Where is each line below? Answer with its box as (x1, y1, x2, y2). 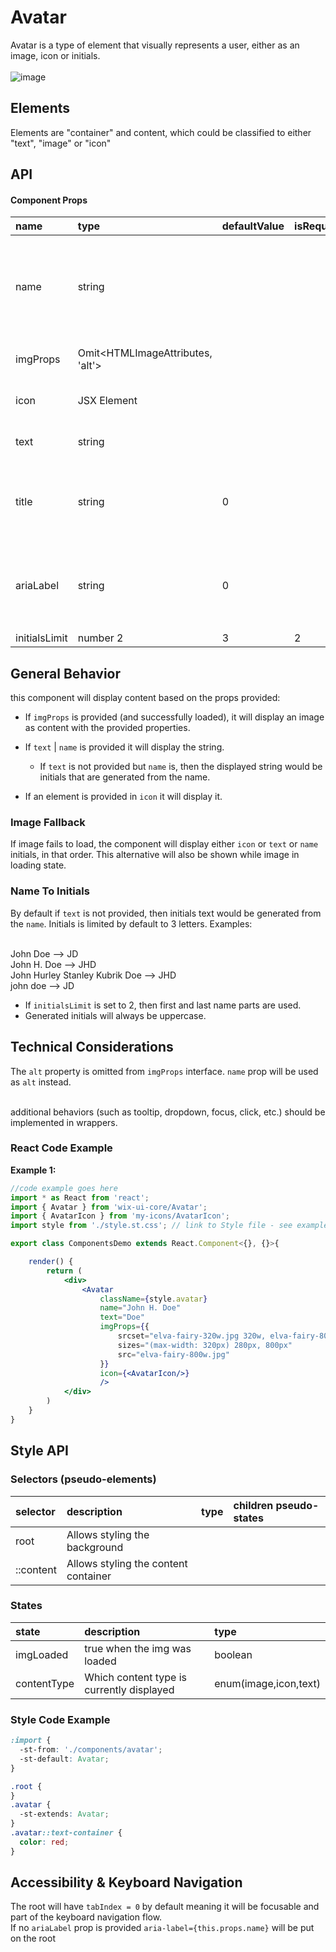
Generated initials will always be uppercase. (24, 1009, 207, 1021)
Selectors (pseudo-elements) (10, 1472, 157, 1486)
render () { (28, 1257, 74, 1267)
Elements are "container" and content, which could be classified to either (10, 126, 312, 138)
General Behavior (10, 665, 121, 682)
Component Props (10, 194, 88, 206)
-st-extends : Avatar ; (19, 1809, 110, 1820)
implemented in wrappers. (10, 1116, 118, 1128)
